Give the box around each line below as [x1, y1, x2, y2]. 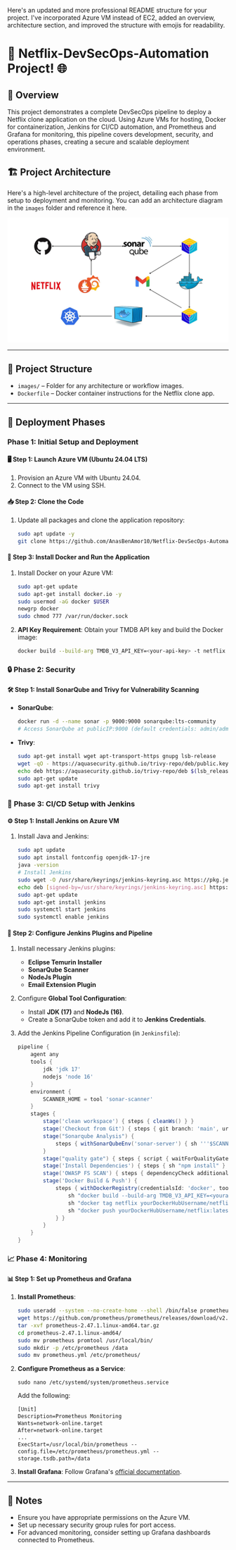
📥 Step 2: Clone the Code [7, 497, 84, 506]
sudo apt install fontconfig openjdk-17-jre [17, 854, 150, 862]
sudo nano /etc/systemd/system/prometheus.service [17, 1379, 169, 1387]
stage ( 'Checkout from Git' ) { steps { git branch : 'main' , [43, 1125, 220, 1132]
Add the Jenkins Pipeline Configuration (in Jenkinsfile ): [17, 1029, 181, 1038]
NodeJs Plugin [27, 973, 72, 981]
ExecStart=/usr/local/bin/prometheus [17, 1441, 129, 1449]
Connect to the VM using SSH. [17, 480, 106, 489]
